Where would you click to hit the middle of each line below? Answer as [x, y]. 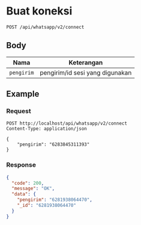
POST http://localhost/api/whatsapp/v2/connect [67, 124]
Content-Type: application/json [46, 129]
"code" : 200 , [28, 183]
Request [19, 111]
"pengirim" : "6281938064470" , [55, 200]
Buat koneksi [39, 11]
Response [21, 165]
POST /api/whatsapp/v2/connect [45, 27]
